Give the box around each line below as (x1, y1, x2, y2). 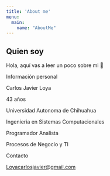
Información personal (6, 73, 58, 80)
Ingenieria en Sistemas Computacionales (6, 118, 105, 125)
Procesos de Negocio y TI (6, 141, 69, 148)
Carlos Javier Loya (6, 85, 51, 91)
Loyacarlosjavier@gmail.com (6, 164, 76, 171)
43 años (6, 96, 26, 103)
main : (11, 19, 25, 25)
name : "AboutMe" (16, 24, 57, 31)
